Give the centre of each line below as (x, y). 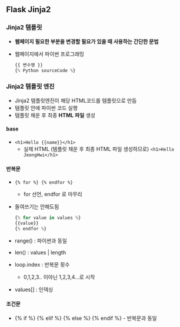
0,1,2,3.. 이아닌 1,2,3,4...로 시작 (59, 277)
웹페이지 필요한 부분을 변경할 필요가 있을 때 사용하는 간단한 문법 (86, 41)
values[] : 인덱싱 (34, 289)
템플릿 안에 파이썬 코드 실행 (46, 107)
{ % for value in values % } (48, 218)
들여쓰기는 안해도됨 (37, 207)
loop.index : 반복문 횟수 (42, 264)
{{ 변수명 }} (29, 65)
